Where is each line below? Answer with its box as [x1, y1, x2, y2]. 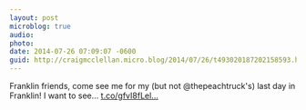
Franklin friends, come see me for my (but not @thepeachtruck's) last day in [9, 81, 296, 91]
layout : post [9, 13, 59, 23]
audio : [9, 30, 35, 39]
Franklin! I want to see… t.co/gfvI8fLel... [9, 90, 159, 101]
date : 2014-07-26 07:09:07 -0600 [9, 47, 137, 56]
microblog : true [9, 22, 71, 31]
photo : [9, 38, 35, 48]
